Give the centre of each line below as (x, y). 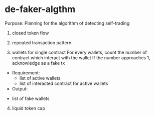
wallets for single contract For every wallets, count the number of (80, 52)
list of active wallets (40, 78)
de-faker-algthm (40, 9)
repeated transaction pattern (42, 42)
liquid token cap (29, 108)
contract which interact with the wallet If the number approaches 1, (81, 57)
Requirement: (26, 73)
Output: (20, 88)
